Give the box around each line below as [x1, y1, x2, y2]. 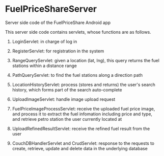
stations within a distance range [12, 63, 77, 68]
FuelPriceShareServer [5, 3, 97, 15]
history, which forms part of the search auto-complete [12, 87, 122, 92]
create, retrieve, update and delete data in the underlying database [12, 145, 148, 151]
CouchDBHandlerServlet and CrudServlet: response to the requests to [12, 140, 155, 146]
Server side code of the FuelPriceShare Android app [5, 20, 111, 25]
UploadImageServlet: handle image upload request [12, 96, 115, 102]
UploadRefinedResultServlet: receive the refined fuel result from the [12, 126, 150, 132]
